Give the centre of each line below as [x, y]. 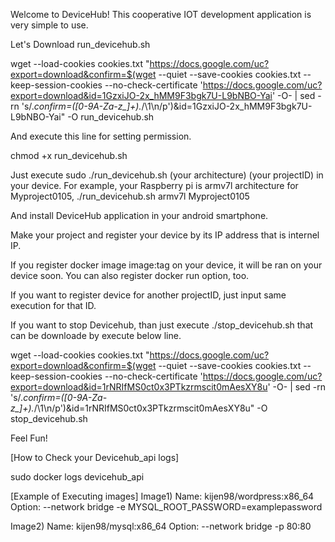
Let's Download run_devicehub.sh [80, 44]
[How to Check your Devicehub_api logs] [95, 457]
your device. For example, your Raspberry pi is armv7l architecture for [154, 185]
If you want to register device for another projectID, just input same [148, 295]
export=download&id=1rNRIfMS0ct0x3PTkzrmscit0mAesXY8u [139, 387]
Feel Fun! [29, 438]
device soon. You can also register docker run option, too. [130, 275]
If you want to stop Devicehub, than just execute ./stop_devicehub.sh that [162, 325]
